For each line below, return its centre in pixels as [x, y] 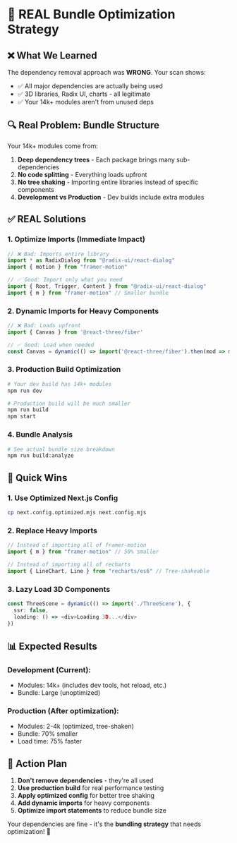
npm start [22, 417]
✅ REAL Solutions [47, 219]
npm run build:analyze [41, 456]
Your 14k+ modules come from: [53, 146]
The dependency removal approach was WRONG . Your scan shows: [107, 72]
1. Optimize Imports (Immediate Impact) [77, 239]
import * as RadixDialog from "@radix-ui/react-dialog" [91, 260]
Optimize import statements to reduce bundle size [92, 811]
